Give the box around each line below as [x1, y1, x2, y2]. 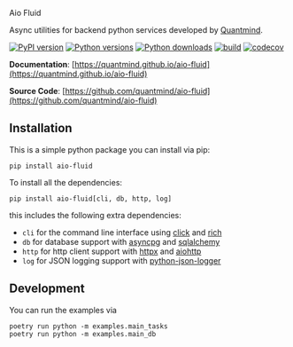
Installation [9, 121, 73, 136]
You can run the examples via [9, 304, 118, 315]
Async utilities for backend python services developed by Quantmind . [9, 25, 264, 35]
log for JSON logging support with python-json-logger [21, 255, 221, 265]
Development [9, 281, 86, 296]
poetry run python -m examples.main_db [9, 329, 157, 338]
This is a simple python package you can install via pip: [9, 144, 211, 154]
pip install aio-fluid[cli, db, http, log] [9, 194, 173, 203]
